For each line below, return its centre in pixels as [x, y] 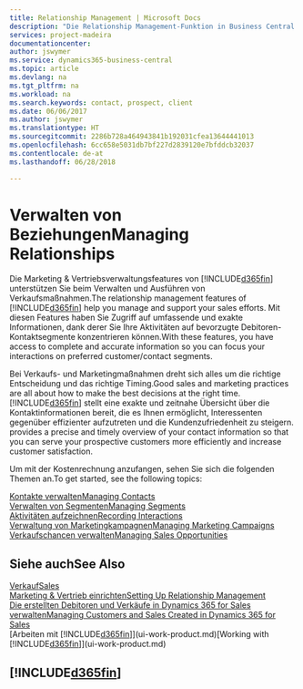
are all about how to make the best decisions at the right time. [125, 394]
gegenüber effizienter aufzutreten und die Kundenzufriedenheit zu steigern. [151, 422]
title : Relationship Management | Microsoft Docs [106, 18]
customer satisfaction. [51, 451]
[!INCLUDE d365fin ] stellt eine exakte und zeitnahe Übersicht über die [140, 403]
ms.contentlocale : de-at [56, 153]
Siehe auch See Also [67, 564]
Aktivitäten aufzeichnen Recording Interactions [96, 516]
